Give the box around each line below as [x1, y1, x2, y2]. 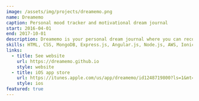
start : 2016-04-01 [6, 25, 52, 31]
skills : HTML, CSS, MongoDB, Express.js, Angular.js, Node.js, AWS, [6, 42, 179, 48]
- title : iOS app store [11, 70, 70, 75]
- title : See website [11, 53, 65, 59]
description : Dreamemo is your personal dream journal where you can [6, 36, 182, 42]
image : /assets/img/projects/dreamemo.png [6, 8, 113, 15]
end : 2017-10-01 [6, 31, 46, 37]
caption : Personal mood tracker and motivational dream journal [6, 20, 168, 26]
